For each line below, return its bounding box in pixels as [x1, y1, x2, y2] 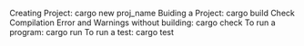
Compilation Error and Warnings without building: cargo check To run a [9, 17, 276, 28]
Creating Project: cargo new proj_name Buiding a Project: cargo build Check [9, 8, 296, 18]
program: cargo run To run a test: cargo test [9, 27, 175, 37]
